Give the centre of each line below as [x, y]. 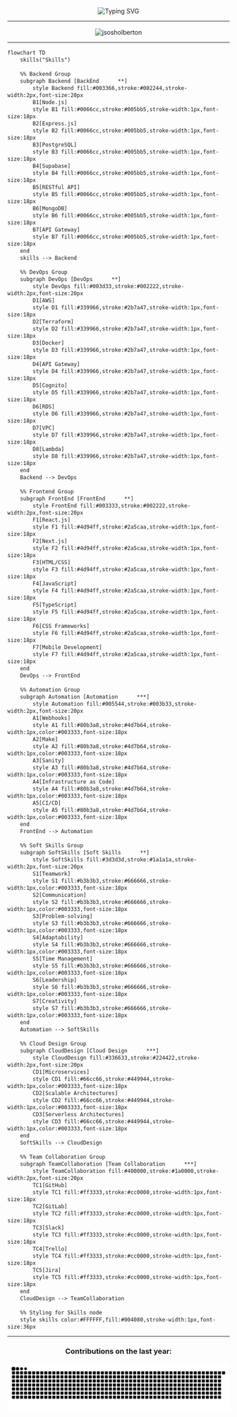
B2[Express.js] [55, 123]
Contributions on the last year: [119, 1351]
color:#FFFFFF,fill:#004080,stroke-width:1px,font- [139, 1319]
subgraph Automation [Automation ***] [85, 696]
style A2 [45, 746]
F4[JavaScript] [55, 583]
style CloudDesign [60, 1057]
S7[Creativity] [55, 1001]
